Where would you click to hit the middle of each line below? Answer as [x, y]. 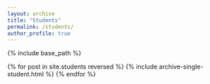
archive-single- [181, 66]
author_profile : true [39, 33]
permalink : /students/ [41, 27]
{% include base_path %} [44, 53]
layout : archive [31, 14]
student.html [26, 74]
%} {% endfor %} [71, 74]
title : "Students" [34, 20]
